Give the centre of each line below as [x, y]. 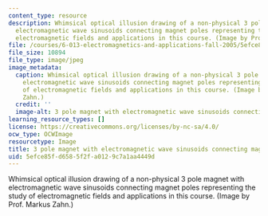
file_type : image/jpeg [46, 61]
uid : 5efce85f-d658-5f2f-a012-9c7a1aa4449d [82, 156]
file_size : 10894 [37, 53]
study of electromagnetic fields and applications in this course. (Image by [129, 196]
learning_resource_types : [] [57, 120]
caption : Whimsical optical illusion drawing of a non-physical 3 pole [137, 75]
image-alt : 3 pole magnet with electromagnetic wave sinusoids [122, 112]
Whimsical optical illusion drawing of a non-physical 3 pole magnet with [126, 179]
